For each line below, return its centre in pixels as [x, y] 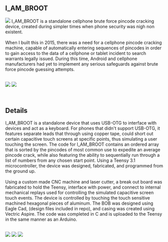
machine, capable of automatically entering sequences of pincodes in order [83, 48]
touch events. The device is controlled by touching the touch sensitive [78, 198]
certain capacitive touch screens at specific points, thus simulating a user [81, 139]
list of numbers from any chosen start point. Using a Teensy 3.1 [70, 160]
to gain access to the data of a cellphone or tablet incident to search [76, 53]
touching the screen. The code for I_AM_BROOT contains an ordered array [82, 144]
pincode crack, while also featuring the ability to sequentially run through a [82, 155]
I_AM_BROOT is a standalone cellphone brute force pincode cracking [83, 21]
